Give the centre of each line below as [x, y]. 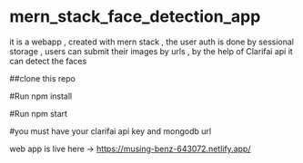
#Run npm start [39, 113]
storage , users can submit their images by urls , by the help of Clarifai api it [151, 51]
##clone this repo [42, 78]
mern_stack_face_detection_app [135, 17]
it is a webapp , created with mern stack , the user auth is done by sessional [151, 42]
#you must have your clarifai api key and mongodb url [111, 131]
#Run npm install [41, 96]
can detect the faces [48, 61]
